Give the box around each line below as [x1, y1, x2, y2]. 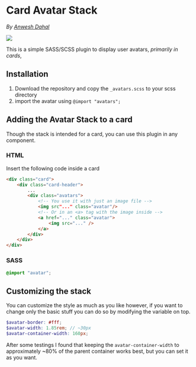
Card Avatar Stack [6, 4, 98, 17]
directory [14, 91, 37, 98]
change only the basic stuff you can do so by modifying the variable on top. [6, 308, 191, 316]
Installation [6, 69, 49, 79]
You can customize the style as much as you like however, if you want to [6, 302, 183, 309]
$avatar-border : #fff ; [6, 320, 62, 326]
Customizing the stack [6, 286, 92, 296]
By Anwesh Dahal [6, 23, 50, 30]
